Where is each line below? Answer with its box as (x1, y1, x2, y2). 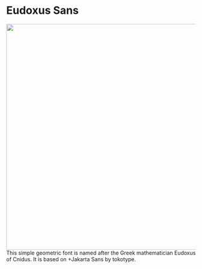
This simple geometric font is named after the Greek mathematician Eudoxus (6, 249, 196, 256)
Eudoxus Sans (6, 4, 79, 17)
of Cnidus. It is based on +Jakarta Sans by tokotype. (6, 255, 136, 262)
